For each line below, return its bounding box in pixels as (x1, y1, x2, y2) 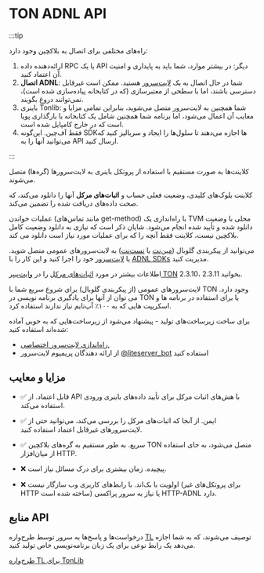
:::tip (9, 31, 24, 40)
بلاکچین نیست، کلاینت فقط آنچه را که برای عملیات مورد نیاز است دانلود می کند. (9, 230, 239, 239)
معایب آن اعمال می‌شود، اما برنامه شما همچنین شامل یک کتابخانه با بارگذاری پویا (20, 111, 254, 120)
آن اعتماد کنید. (20, 69, 62, 78)
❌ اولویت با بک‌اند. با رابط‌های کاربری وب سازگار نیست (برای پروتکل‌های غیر (20, 480, 241, 489)
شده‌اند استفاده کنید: (9, 324, 69, 334)
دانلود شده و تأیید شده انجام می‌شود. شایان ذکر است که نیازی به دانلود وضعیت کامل (9, 221, 253, 232)
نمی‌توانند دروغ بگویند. (20, 94, 85, 104)
